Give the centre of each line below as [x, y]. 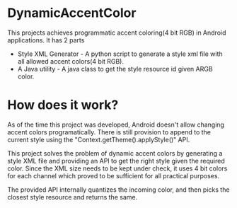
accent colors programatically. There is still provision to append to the [109, 132]
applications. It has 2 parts [46, 40]
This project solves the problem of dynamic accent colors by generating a [115, 153]
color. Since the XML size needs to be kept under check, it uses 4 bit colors [117, 168]
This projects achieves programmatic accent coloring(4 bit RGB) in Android [117, 33]
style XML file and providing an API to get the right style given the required [116, 161]
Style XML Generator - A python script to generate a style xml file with [120, 54]
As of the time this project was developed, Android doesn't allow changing [116, 125]
